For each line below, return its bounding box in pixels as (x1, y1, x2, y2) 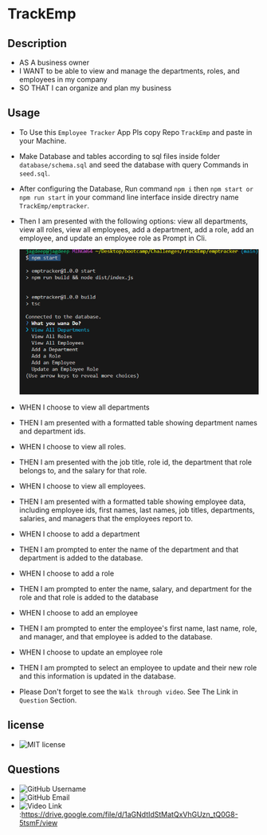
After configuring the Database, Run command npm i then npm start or (18, 184, 254, 193)
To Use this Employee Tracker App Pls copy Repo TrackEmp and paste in (18, 127, 253, 137)
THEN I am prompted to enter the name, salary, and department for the (18, 584, 253, 593)
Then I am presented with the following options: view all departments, (18, 216, 249, 226)
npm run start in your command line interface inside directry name (18, 192, 239, 202)
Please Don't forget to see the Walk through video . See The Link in (18, 687, 238, 696)
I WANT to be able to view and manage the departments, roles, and (18, 66, 240, 76)
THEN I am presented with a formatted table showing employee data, (18, 497, 246, 506)
